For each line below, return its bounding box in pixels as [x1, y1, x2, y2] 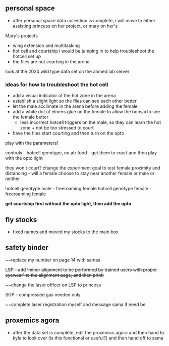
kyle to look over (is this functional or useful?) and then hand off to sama [12, 335, 164, 341]
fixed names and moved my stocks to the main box [12, 229, 119, 235]
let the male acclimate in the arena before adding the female [12, 103, 138, 109]
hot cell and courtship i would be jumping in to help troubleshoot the [12, 48, 155, 54]
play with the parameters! [5, 140, 59, 146]
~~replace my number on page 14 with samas [5, 256, 101, 263]
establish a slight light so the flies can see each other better [12, 98, 137, 104]
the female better [12, 114, 49, 120]
